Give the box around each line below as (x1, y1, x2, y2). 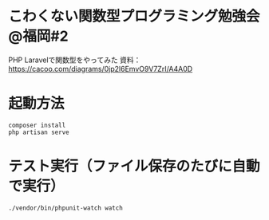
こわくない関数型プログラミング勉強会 (8, 7, 261, 26)
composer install (8, 121, 66, 129)
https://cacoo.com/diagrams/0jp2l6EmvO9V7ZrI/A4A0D (8, 64, 193, 73)
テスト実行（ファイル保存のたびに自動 (8, 157, 261, 175)
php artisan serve (8, 128, 69, 136)
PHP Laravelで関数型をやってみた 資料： (8, 55, 141, 65)
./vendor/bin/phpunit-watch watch (8, 204, 124, 212)
